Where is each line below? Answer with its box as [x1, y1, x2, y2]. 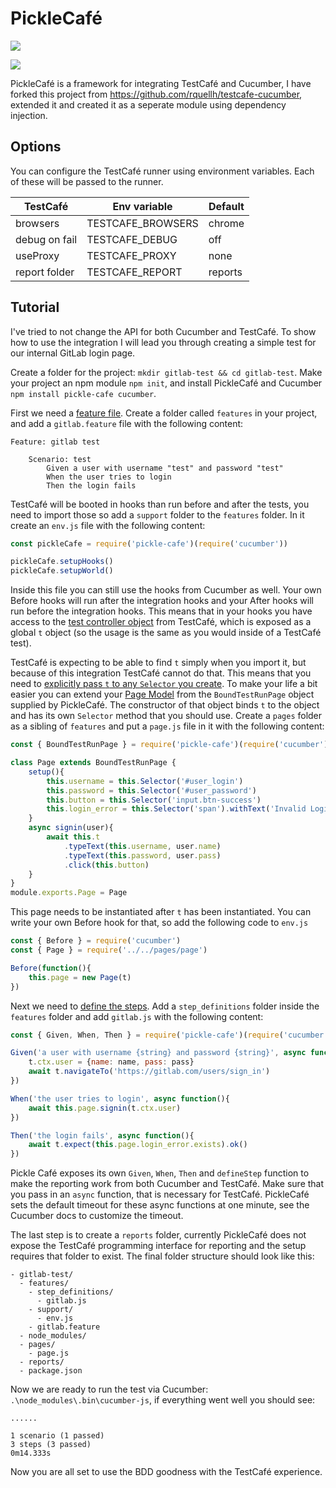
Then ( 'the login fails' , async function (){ [10, 1130, 195, 1141]
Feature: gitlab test [10, 437, 101, 447]
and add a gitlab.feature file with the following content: [10, 417, 244, 429]
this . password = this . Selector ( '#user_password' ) [46, 785, 257, 796]
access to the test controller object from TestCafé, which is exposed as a [10, 616, 312, 628]
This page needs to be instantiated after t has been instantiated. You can [10, 906, 312, 918]
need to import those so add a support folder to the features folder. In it [10, 508, 305, 521]
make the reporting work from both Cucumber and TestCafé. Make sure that [10, 1178, 325, 1190]
